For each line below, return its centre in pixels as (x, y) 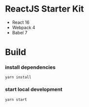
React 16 (21, 22)
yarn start (16, 99)
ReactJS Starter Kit (44, 9)
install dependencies (30, 67)
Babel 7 (20, 32)
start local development (34, 90)
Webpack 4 (24, 27)
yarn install (18, 77)
